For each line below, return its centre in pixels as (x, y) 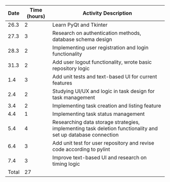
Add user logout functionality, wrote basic (102, 62)
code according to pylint (81, 149)
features (62, 83)
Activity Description (108, 13)
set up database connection (86, 135)
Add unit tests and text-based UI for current (105, 77)
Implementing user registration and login (100, 48)
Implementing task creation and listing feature (107, 106)
